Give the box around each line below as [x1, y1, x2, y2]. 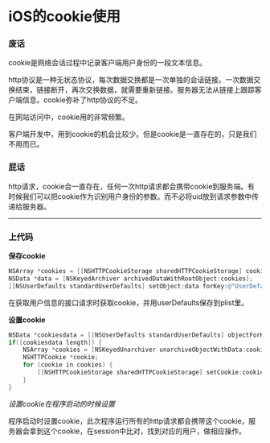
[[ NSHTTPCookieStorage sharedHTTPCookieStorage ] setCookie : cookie [37, 368, 264, 377]
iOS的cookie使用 [8, 7, 121, 26]
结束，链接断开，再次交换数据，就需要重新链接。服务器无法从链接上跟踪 [14, 85, 255, 95]
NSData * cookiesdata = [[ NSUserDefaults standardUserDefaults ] [8, 331, 225, 339]
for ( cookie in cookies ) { [22, 361, 113, 369]
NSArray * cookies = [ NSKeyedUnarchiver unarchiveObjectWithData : [22, 346, 247, 354]
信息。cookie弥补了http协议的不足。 [22, 95, 143, 105]
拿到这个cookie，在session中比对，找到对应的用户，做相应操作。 [29, 426, 247, 436]
